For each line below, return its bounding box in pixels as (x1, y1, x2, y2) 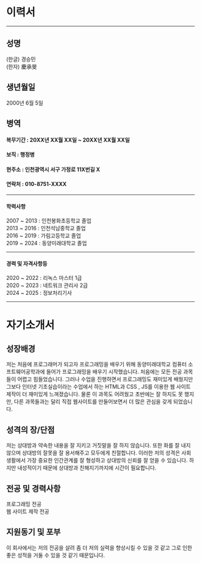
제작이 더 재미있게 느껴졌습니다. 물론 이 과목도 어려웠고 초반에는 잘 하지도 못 (6, 391, 184, 398)
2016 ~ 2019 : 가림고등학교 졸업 (6, 232, 81, 239)
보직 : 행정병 (6, 151, 35, 158)
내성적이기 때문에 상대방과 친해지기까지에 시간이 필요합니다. (17, 464, 157, 471)
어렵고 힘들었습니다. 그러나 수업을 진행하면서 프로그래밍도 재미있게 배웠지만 (17, 376, 193, 383)
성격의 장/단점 (6, 425, 55, 435)
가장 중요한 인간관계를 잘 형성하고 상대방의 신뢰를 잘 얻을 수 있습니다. (26, 457, 188, 464)
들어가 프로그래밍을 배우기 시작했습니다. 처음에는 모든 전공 (45, 368, 182, 376)
